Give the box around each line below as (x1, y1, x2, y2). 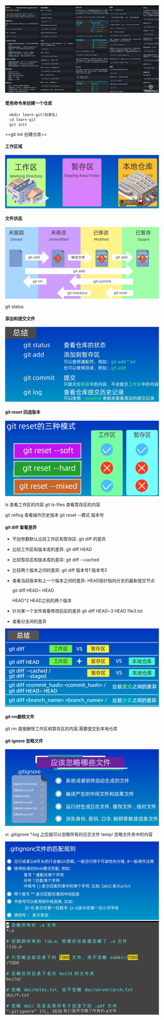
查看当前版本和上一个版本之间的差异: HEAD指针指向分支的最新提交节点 (12, 578, 155, 584)
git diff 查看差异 (5, 524, 37, 530)
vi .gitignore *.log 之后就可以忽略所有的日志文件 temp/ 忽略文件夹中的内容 (5, 831, 153, 837)
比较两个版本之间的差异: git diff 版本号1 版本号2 (12, 567, 107, 573)
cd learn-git (9, 117, 36, 122)
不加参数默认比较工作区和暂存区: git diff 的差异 (12, 536, 106, 542)
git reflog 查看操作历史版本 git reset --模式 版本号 (5, 512, 104, 518)
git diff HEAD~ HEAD (12, 587, 55, 593)
